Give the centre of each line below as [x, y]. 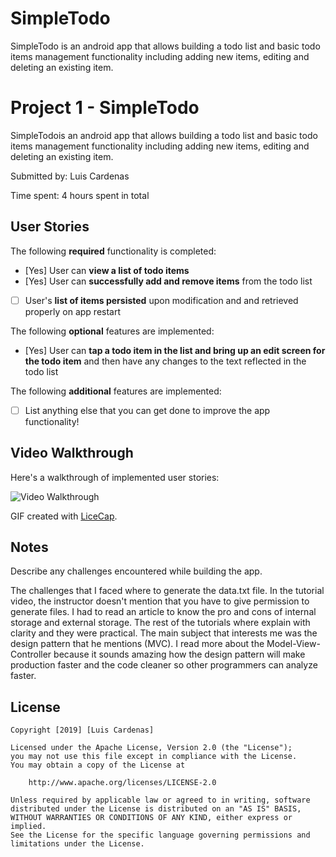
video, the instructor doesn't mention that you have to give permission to [160, 601]
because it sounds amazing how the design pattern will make [179, 654]
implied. [28, 827]
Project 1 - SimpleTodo [105, 108]
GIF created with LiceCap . [64, 516]
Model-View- [293, 644]
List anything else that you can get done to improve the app [147, 410]
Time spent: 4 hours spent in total [80, 195]
